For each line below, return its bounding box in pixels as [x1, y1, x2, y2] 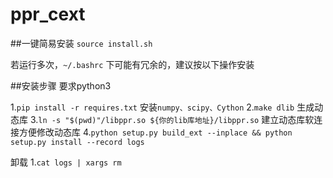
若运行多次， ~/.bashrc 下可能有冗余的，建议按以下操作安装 [10, 58, 255, 70]
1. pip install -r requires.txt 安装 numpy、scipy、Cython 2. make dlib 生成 [10, 101, 315, 113]
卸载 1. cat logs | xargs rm [10, 156, 122, 168]
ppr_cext [10, 3, 86, 26]
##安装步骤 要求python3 [10, 79, 112, 92]
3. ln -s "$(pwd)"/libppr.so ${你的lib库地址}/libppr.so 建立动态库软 [29, 113, 315, 125]
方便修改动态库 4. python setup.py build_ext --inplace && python [18, 126, 293, 138]
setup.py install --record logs [10, 137, 145, 147]
